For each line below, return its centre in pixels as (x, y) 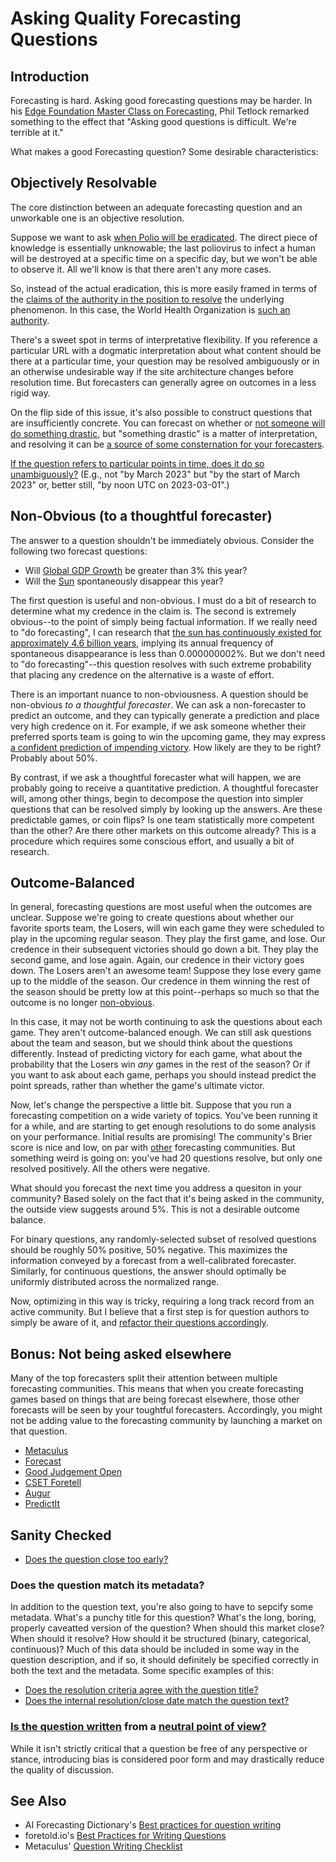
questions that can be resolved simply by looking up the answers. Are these (166, 809)
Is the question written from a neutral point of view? (138, 1727)
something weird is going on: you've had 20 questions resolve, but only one (166, 1158)
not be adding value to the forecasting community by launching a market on (166, 1421)
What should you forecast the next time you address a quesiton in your (156, 1188)
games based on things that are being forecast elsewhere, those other (155, 1399)
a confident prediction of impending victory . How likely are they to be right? (166, 747)
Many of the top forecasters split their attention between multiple (144, 1378)
